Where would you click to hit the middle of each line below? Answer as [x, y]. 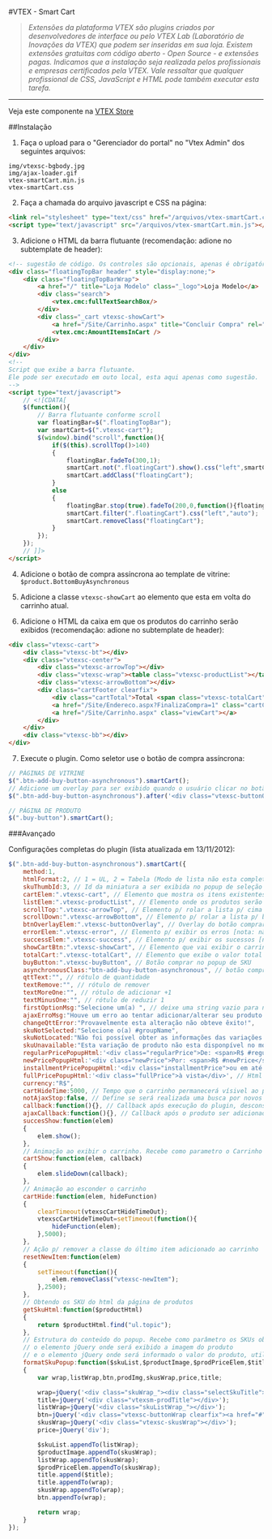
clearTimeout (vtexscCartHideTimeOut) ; [103, 1212]
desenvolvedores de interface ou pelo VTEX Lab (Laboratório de [136, 36]
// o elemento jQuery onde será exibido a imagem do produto [128, 1347]
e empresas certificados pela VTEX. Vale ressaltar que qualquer [136, 71]
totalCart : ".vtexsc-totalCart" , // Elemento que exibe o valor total [143, 955]
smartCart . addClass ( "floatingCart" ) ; [130, 476]
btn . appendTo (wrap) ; [72, 1498]
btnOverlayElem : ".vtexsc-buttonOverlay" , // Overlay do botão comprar [144, 925]
